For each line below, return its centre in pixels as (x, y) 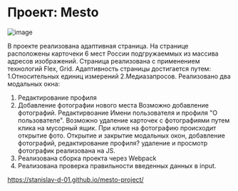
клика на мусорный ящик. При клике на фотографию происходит (117, 128)
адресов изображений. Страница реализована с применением (104, 61)
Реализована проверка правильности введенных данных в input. (117, 165)
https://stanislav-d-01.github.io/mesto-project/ (76, 180)
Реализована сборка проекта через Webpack (87, 158)
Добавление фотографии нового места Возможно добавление (113, 105)
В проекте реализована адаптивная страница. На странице (98, 46)
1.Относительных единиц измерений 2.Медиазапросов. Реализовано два (119, 76)
